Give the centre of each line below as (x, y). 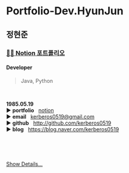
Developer (19, 67)
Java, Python (37, 81)
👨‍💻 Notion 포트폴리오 (36, 53)
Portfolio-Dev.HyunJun (65, 11)
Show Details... (24, 164)
